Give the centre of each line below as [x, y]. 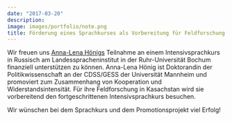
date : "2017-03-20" [35, 13]
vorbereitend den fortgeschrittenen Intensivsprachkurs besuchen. [101, 97]
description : [26, 20]
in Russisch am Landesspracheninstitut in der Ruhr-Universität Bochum [109, 60]
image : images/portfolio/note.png [57, 26]
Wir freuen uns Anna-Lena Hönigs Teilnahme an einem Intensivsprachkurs [114, 53]
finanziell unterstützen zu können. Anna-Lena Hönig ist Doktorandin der [110, 67]
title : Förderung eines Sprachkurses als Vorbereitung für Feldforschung [116, 33]
